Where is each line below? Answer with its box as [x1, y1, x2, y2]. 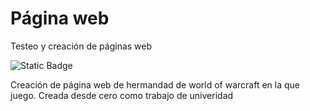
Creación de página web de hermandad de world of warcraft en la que [10, 78, 300, 91]
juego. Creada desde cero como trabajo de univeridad [10, 89, 234, 101]
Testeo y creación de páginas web [10, 40, 153, 52]
